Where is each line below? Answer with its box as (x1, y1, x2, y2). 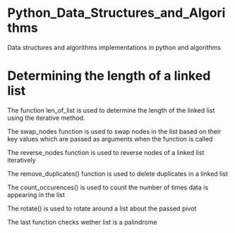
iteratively (7, 156, 37, 164)
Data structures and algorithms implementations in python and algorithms (7, 43, 222, 51)
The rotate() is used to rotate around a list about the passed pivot (7, 204, 197, 213)
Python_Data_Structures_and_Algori (7, 5, 226, 21)
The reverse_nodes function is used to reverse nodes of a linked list (7, 148, 205, 156)
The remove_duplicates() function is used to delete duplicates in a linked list (7, 169, 228, 177)
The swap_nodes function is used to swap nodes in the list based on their (7, 127, 222, 135)
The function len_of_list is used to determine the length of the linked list (7, 106, 215, 114)
